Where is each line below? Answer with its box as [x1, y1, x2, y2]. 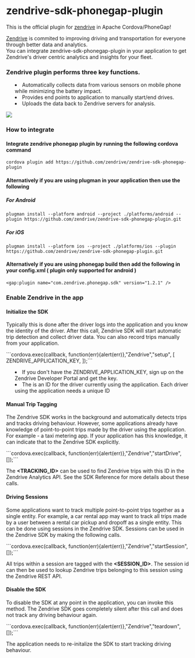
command [6, 146, 32, 153]
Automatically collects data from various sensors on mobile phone [22, 81, 182, 88]
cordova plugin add [6, 159, 54, 165]
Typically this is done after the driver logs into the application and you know [6, 321, 188, 328]
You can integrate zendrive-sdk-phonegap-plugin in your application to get [6, 47, 187, 54]
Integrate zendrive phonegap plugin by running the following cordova [6, 140, 178, 147]
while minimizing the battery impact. [14, 88, 102, 95]
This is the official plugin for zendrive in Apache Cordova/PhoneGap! [6, 23, 171, 30]
